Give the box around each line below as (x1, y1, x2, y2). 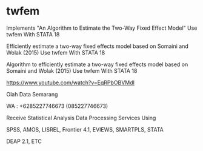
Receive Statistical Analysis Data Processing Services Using (6, 114, 156, 121)
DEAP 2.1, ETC (6, 138, 42, 145)
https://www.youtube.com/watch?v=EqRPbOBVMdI (6, 79, 135, 86)
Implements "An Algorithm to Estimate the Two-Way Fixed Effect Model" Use (6, 24, 198, 32)
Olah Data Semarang (6, 90, 58, 98)
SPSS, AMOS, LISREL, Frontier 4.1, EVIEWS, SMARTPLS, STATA (6, 126, 164, 133)
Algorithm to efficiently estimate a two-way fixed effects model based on (6, 61, 188, 68)
